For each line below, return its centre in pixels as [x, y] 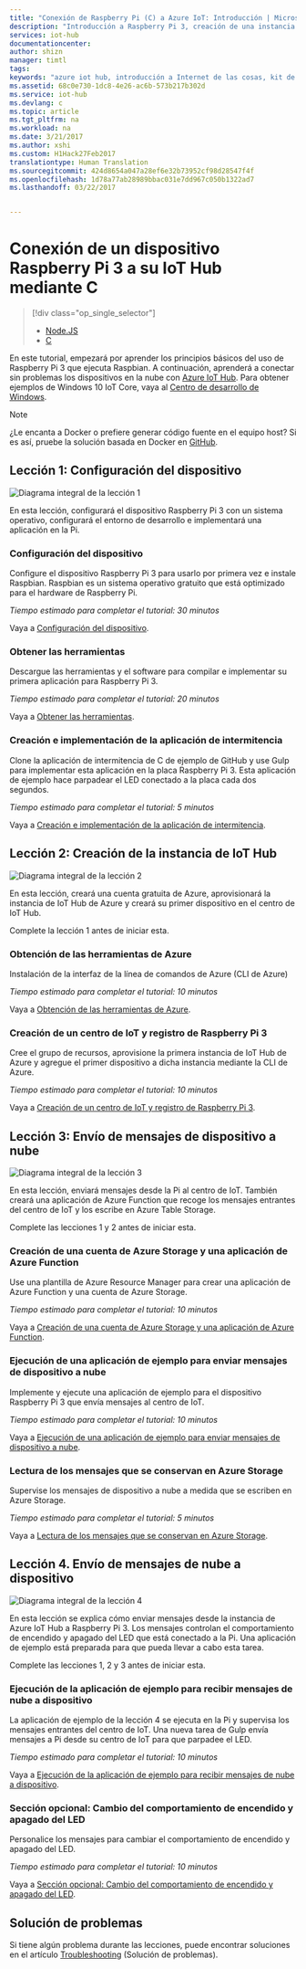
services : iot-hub [44, 35]
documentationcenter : [51, 43]
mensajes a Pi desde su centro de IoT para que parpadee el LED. [131, 1739]
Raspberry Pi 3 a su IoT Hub [116, 268]
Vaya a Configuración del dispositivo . [79, 628]
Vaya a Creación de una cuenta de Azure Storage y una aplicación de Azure [152, 1327]
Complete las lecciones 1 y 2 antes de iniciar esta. [103, 1227]
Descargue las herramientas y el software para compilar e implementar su [148, 671]
